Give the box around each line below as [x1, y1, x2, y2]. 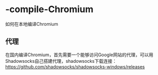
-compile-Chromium [5, 4, 94, 15]
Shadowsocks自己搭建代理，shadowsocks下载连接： [5, 58, 117, 64]
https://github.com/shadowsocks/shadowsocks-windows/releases [5, 63, 145, 69]
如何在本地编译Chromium [5, 21, 58, 27]
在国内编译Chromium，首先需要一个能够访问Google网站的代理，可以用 [5, 52, 153, 58]
